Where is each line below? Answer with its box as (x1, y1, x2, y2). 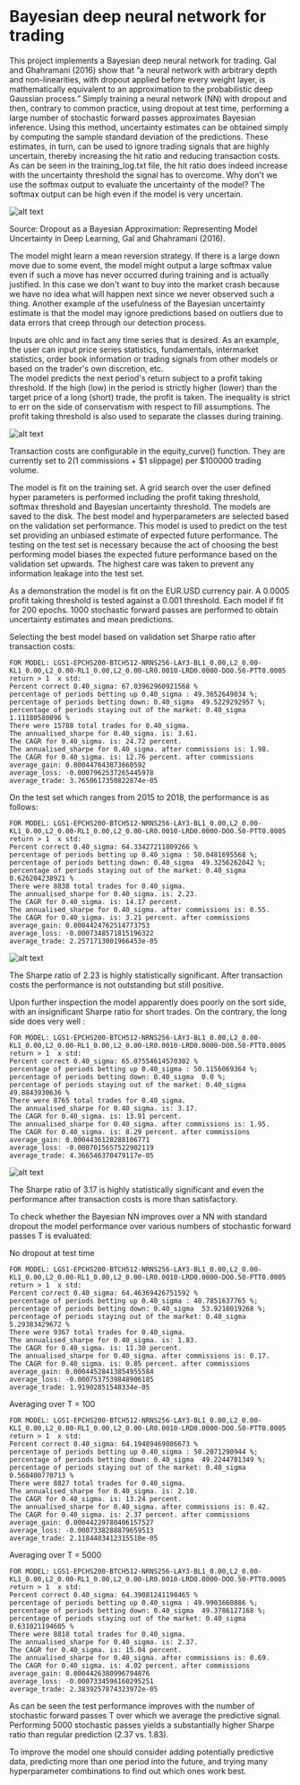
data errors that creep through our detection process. (9, 317, 207, 328)
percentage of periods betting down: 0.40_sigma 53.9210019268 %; (9, 1304, 267, 1313)
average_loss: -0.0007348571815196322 (9, 928, 154, 937)
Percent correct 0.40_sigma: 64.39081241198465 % (9, 1590, 199, 1599)
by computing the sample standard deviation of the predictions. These (9, 131, 269, 142)
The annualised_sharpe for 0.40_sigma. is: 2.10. (9, 1486, 199, 1496)
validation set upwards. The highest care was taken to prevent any (9, 558, 255, 569)
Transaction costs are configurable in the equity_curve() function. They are (9, 445, 286, 456)
